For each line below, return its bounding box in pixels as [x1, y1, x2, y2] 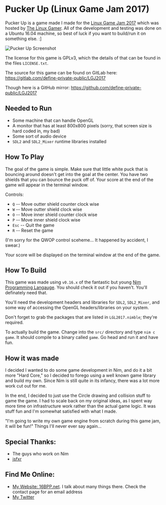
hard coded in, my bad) [12, 128, 60, 134]
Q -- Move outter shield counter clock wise [12, 201, 99, 207]
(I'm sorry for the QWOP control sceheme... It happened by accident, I [5, 237, 149, 243]
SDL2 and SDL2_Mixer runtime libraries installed [12, 138, 107, 144]
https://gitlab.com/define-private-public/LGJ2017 [5, 75, 106, 81]
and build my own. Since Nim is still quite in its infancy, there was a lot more [5, 378, 160, 384]
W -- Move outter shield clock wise [12, 206, 83, 212]
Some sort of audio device [12, 133, 67, 139]
